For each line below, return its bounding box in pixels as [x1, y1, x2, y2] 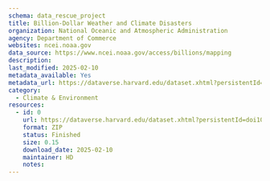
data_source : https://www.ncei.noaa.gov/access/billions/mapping [8, 49, 231, 57]
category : [8, 86, 42, 95]
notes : [22, 161, 45, 169]
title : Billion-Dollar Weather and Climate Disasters [8, 19, 193, 27]
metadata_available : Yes [8, 71, 92, 79]
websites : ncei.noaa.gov [8, 42, 92, 50]
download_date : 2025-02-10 [22, 146, 113, 154]
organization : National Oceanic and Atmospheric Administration [8, 26, 228, 34]
